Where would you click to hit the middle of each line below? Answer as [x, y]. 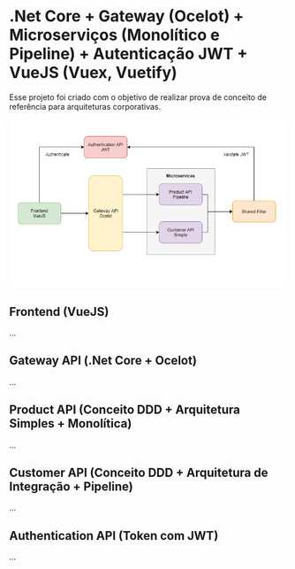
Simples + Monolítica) [71, 423]
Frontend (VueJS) [59, 311]
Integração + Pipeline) [72, 486]
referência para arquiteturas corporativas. [85, 106]
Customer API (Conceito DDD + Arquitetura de [139, 472]
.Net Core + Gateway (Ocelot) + [127, 16]
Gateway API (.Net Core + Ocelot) [103, 361]
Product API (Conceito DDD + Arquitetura [125, 410]
